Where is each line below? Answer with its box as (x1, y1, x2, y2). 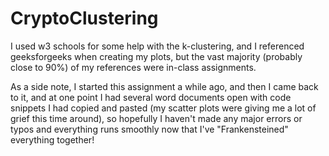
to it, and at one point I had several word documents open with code (10, 91, 292, 103)
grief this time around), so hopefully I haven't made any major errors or (10, 112, 303, 124)
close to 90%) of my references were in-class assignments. (10, 61, 257, 73)
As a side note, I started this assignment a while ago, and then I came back (10, 80, 319, 92)
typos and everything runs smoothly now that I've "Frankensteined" (10, 123, 289, 135)
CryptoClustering (10, 7, 159, 30)
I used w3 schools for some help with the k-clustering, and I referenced (10, 40, 305, 52)
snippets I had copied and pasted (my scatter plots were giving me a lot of (10, 102, 317, 114)
